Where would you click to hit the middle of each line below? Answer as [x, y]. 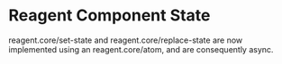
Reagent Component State [109, 16]
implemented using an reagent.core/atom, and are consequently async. [141, 49]
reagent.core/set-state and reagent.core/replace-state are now [126, 40]
